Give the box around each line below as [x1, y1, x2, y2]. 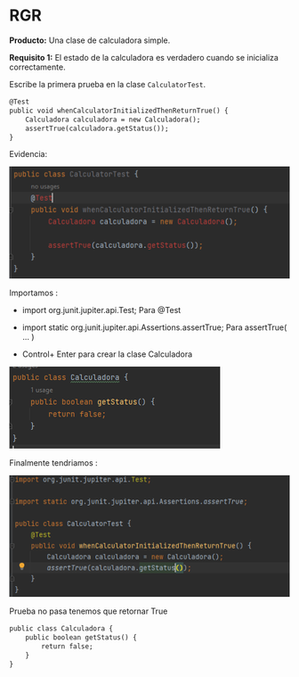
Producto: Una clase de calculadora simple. [9, 35, 171, 45]
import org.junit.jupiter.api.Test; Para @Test [21, 305, 182, 316]
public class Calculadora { [9, 624, 114, 633]
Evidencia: [9, 148, 47, 159]
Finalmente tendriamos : [9, 458, 98, 468]
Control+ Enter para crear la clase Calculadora [21, 349, 193, 359]
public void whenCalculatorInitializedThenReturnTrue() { [9, 106, 229, 115]
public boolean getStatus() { [25, 633, 138, 642]
